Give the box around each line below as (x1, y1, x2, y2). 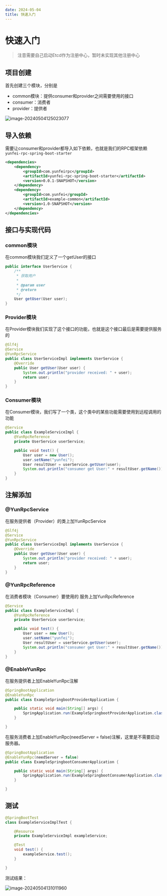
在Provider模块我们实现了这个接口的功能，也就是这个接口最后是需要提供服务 (5, 326, 162, 332)
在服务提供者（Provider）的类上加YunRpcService (5, 518, 106, 524)
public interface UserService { (5, 264, 72, 269)
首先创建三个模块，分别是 (5, 83, 58, 89)
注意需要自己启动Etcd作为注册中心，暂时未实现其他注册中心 (17, 52, 140, 58)
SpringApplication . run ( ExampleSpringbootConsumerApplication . (23, 773, 155, 778)
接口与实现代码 (5, 225, 51, 234)
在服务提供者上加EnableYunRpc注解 (5, 678, 79, 684)
